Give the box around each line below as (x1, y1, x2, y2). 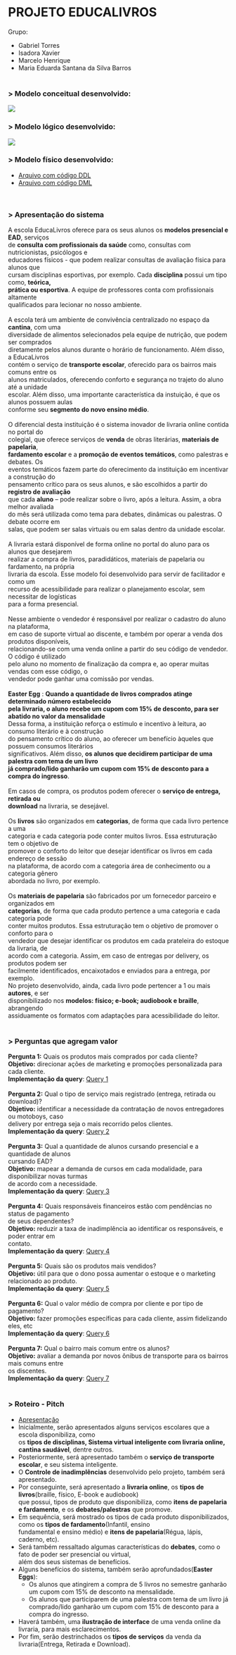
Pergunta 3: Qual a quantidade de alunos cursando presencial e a (8, 1142, 199, 1151)
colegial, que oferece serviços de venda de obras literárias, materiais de (8, 435, 220, 444)
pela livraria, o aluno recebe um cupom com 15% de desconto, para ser (8, 705, 219, 713)
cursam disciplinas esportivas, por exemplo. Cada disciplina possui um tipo (8, 270, 228, 279)
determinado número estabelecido (8, 697, 112, 706)
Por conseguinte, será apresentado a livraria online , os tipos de (18, 1482, 204, 1491)
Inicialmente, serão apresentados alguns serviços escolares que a (18, 1423, 210, 1431)
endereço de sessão (8, 854, 67, 863)
